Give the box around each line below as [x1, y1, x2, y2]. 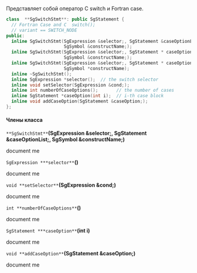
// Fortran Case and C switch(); [11, 22, 96, 28]
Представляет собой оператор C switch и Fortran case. [6, 5, 144, 12]
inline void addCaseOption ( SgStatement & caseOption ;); [11, 98, 148, 105]
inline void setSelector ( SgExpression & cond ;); [11, 82, 130, 88]
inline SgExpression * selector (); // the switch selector [11, 76, 159, 82]
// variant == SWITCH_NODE [11, 27, 77, 33]
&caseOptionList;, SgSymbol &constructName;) [6, 136, 125, 143]
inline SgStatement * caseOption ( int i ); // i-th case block [11, 93, 164, 99]
